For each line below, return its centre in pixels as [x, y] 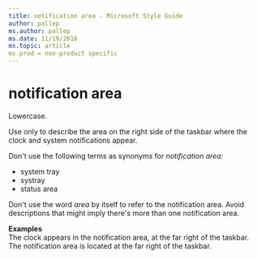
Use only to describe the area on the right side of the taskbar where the [128, 131]
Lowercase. [28, 116]
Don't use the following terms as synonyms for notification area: [116, 155]
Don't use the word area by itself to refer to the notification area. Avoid [126, 204]
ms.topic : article [39, 46]
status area [39, 189]
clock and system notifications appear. [73, 140]
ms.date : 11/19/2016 [43, 38]
